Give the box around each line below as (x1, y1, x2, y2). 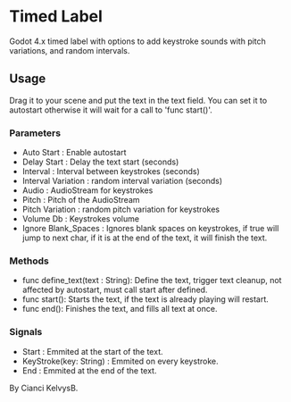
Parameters (9, 127, 61, 139)
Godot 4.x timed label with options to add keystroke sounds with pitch (9, 36, 266, 46)
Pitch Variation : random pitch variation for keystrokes (21, 204, 220, 215)
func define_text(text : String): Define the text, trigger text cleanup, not (21, 275, 282, 286)
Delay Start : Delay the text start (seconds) (21, 156, 179, 167)
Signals (9, 326, 43, 339)
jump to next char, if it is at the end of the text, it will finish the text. (21, 232, 268, 243)
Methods (9, 255, 49, 267)
